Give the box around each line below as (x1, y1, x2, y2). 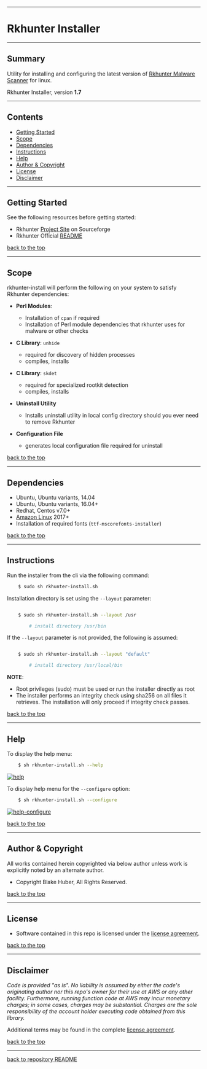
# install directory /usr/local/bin (29, 663, 123, 669)
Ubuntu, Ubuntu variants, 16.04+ (15, 500, 99, 507)
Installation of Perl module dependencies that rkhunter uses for (25, 321, 186, 328)
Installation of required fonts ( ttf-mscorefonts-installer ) (15, 520, 162, 527)
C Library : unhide (15, 339, 60, 347)
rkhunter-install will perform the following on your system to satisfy (7, 284, 177, 292)
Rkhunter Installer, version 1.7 (7, 88, 82, 96)
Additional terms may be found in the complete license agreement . (7, 1026, 176, 1033)
